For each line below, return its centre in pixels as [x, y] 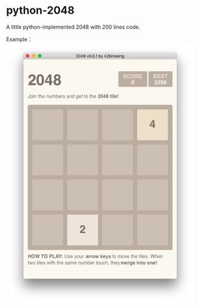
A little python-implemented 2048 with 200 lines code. [73, 27]
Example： [19, 39]
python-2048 [41, 10]
